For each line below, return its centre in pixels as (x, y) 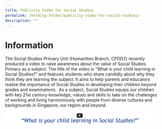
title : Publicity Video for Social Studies (50, 10)
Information (29, 45)
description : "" (21, 20)
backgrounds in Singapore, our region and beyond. (56, 105)
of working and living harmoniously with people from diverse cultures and (79, 100)
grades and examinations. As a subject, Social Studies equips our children (80, 90)
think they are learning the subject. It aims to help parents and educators (78, 79)
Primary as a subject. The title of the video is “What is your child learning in (80, 69)
